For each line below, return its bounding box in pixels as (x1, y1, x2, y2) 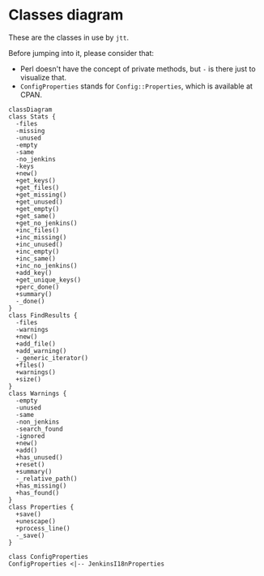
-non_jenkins (15, 418, 60, 426)
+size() (15, 375, 42, 383)
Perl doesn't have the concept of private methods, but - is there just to (19, 63, 257, 74)
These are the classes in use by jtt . (8, 32, 130, 42)
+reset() (15, 460, 45, 468)
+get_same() (15, 212, 57, 220)
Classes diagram (8, 6, 124, 24)
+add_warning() (15, 346, 67, 355)
